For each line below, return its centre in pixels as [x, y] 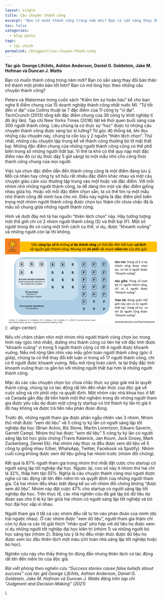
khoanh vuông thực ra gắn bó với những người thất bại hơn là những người [79, 368]
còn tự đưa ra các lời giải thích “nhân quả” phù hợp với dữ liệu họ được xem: [80, 524]
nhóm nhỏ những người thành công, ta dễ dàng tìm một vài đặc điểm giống [79, 186]
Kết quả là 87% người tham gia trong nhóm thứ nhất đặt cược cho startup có [81, 463]
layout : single [20, 10]
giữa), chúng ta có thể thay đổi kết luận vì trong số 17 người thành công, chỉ [80, 358]
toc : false [16, 26]
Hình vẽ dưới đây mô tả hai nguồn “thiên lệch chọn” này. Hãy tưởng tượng [78, 216]
